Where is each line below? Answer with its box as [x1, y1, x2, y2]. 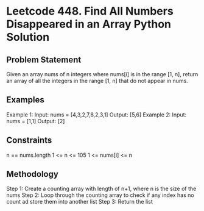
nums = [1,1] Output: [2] [6, 117, 65, 124]
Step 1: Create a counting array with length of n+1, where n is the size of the [6, 185, 197, 193]
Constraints [6, 135, 52, 146]
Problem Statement [6, 54, 82, 65]
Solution [6, 30, 50, 44]
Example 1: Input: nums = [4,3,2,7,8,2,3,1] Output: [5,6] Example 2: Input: [6, 111, 187, 118]
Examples [6, 95, 44, 105]
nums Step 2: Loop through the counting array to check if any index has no [6, 191, 194, 199]
